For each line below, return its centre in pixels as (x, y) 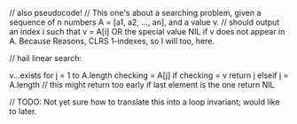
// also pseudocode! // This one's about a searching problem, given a (135, 13)
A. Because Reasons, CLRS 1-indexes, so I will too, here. (112, 41)
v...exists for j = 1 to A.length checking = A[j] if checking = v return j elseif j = (149, 75)
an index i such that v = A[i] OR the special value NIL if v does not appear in (147, 31)
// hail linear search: (46, 58)
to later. (23, 111)
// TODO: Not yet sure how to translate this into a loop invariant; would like (145, 102)
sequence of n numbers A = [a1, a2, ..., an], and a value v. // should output (145, 22)
